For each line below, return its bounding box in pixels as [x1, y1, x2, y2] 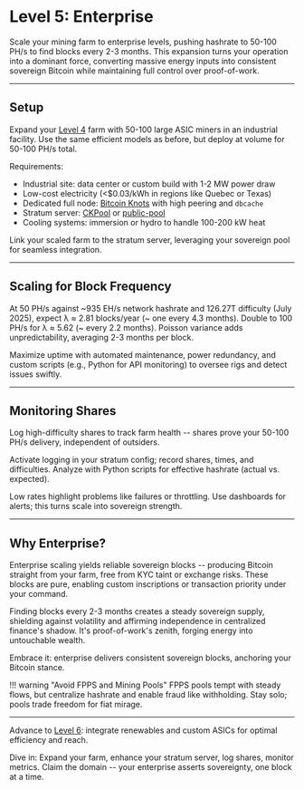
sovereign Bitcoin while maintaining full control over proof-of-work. [9, 65, 260, 76]
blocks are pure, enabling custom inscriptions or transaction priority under [9, 579, 287, 590]
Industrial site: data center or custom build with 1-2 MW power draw [22, 178, 276, 189]
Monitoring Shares [9, 403, 117, 419]
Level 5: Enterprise [9, 6, 154, 27]
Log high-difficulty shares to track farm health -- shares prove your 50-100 [9, 428, 290, 438]
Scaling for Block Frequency [9, 279, 172, 294]
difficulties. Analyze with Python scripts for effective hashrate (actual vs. [9, 464, 280, 475]
